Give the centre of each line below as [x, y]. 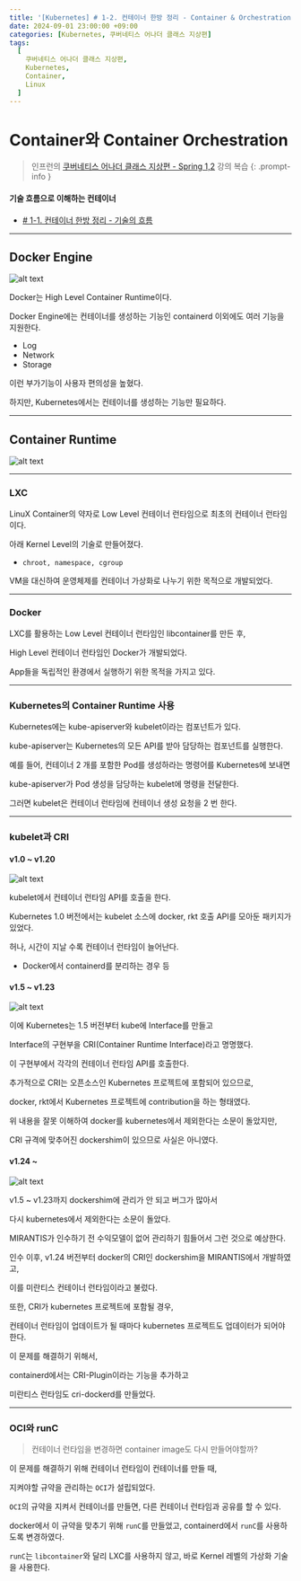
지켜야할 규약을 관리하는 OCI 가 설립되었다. [82, 1487]
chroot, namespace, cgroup [73, 562]
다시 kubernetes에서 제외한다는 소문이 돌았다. [90, 1219]
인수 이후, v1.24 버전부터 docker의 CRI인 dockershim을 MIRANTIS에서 [135, 1257]
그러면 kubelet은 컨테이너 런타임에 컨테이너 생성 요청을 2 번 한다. [123, 803]
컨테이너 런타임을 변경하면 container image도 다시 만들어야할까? [144, 1449]
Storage [37, 365]
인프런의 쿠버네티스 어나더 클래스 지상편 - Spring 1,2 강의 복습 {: [144, 166]
